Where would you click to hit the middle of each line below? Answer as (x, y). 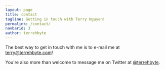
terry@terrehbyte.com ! (29, 52)
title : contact (21, 14)
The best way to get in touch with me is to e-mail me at (63, 47)
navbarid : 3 (18, 28)
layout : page (19, 10)
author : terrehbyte (26, 33)
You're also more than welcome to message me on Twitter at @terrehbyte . (83, 62)
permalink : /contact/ (28, 24)
